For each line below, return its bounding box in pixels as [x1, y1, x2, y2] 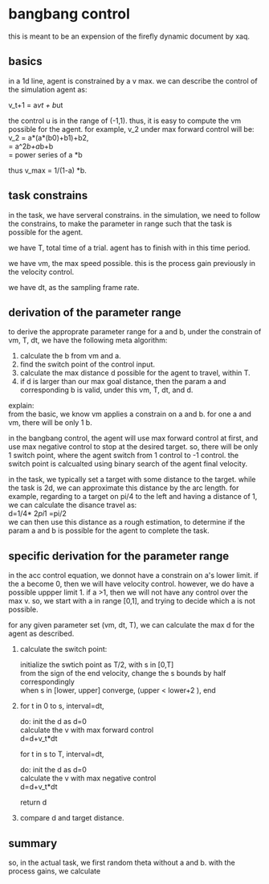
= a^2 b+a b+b [8, 141, 54, 151]
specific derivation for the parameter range [8, 549, 230, 563]
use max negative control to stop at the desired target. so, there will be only [8, 442, 259, 452]
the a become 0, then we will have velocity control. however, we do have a [8, 579, 255, 589]
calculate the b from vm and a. [19, 351, 122, 361]
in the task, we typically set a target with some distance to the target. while [8, 475, 256, 485]
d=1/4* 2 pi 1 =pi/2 [8, 509, 67, 518]
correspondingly [19, 677, 75, 687]
